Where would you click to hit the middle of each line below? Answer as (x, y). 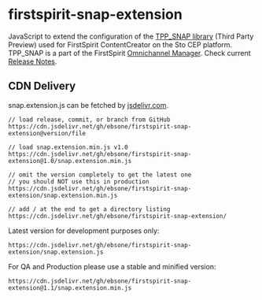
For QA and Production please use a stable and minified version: (112, 266)
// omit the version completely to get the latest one (100, 175)
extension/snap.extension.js (56, 252)
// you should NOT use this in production (79, 181)
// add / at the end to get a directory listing (89, 209)
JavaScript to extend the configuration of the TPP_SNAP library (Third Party (131, 36)
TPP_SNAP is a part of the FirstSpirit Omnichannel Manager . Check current (129, 53)
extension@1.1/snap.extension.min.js (70, 288)
